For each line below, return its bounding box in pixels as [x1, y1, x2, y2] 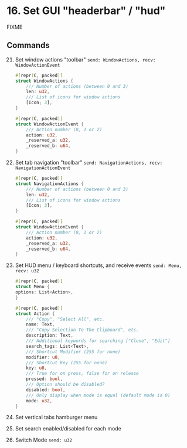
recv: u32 [15, 268, 40, 274]
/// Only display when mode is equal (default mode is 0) [26, 392, 171, 398]
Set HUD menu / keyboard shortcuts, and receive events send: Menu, [15, 262, 182, 269]
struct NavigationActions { [15, 180, 84, 187]
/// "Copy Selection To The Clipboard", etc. [26, 327, 140, 333]
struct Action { [15, 310, 55, 317]
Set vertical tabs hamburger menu [15, 414, 98, 421]
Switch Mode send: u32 [15, 436, 73, 443]
